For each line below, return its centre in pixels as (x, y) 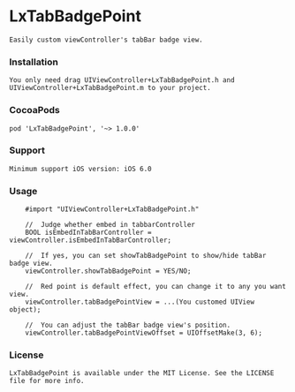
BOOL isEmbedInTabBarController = (88, 233)
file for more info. (47, 381)
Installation (34, 62)
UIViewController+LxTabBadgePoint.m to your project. (110, 88)
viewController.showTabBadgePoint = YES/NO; (108, 271)
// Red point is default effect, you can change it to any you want (156, 287)
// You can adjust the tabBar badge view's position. (128, 325)
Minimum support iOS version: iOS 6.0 (80, 169)
